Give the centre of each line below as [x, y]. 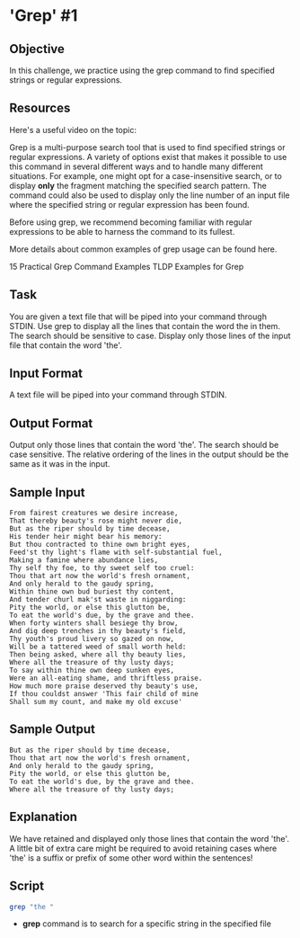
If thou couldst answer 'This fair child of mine [104, 694]
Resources [40, 108]
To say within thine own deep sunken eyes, [92, 671]
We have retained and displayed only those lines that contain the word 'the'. [150, 838]
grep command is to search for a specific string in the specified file [147, 924]
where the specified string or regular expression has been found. [129, 204]
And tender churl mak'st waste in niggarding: [98, 600]
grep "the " [31, 907]
